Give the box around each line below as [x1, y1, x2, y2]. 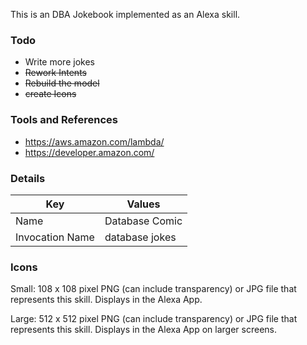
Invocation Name [15, 230, 95, 244]
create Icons [24, 88, 77, 100]
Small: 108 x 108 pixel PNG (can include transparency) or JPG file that [10, 283, 297, 295]
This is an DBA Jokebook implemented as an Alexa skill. [10, 9, 241, 20]
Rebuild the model [24, 77, 100, 89]
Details [10, 171, 46, 185]
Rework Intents [24, 67, 87, 79]
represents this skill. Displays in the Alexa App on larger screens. [10, 324, 277, 336]
